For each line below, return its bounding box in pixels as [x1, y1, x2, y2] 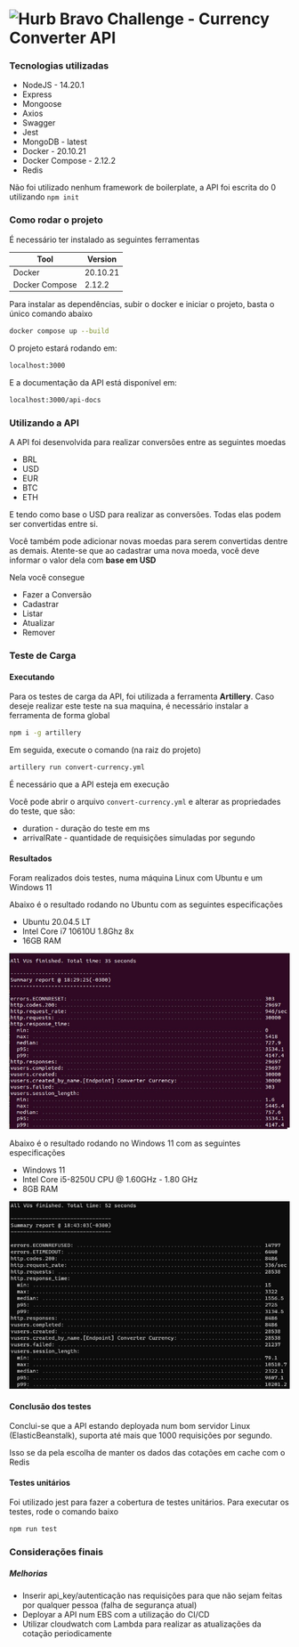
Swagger [21, 118, 56, 128]
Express [21, 89, 53, 100]
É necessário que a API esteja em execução [9, 779, 170, 790]
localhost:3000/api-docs [9, 396, 101, 405]
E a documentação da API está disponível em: [9, 377, 178, 388]
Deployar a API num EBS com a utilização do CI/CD [21, 1610, 210, 1620]
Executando [9, 671, 55, 682]
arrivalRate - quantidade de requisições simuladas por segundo [21, 832, 255, 843]
